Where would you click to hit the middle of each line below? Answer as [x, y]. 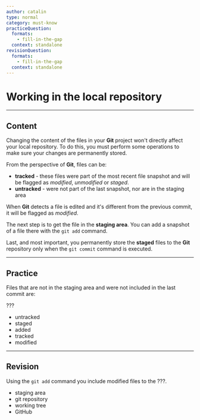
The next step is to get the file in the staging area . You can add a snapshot [98, 225]
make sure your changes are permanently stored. [67, 153]
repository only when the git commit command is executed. [79, 249]
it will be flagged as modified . [42, 213]
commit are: [21, 294]
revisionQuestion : [29, 51]
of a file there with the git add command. [57, 231]
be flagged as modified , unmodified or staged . [72, 183]
